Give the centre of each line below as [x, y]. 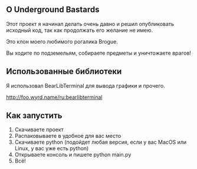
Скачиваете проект [39, 130]
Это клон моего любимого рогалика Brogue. [62, 41]
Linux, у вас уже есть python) [52, 148]
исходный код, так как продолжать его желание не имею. [80, 30]
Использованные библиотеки [64, 72]
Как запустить [34, 116]
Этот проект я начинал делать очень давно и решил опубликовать [90, 24]
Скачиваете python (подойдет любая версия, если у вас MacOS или [101, 142]
